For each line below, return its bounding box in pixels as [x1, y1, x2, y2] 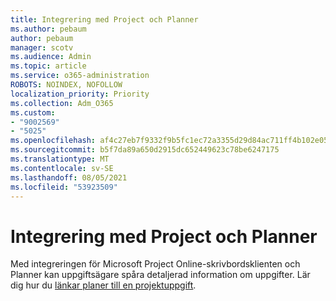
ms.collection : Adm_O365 [10, 98, 114, 108]
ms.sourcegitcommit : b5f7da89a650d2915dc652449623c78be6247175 [10, 145, 280, 155]
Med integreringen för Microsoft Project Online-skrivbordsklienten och [10, 258, 301, 270]
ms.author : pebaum [10, 24, 87, 34]
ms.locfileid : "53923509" [10, 182, 118, 192]
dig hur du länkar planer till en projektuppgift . [10, 279, 197, 291]
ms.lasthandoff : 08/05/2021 [10, 172, 128, 183]
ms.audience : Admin [10, 52, 92, 62]
